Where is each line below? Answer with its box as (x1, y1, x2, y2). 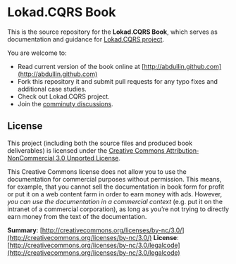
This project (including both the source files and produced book (7, 139, 192, 147)
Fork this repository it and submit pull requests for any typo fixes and (17, 77, 218, 85)
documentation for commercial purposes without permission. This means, (7, 175, 222, 183)
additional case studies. (17, 84, 87, 93)
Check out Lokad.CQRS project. (17, 92, 111, 101)
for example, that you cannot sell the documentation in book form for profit (7, 182, 225, 191)
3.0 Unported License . (56, 153, 121, 162)
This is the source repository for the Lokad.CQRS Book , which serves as (7, 27, 218, 36)
